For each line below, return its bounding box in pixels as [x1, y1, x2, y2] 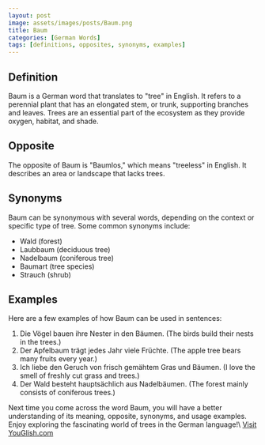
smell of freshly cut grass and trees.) [19, 371, 140, 380]
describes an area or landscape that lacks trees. [8, 168, 165, 178]
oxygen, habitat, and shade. [8, 116, 99, 126]
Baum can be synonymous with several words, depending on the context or [8, 213, 255, 222]
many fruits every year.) [19, 354, 97, 364]
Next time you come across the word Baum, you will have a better [8, 403, 223, 413]
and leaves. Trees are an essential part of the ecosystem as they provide [8, 107, 245, 117]
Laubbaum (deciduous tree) [19, 244, 111, 254]
